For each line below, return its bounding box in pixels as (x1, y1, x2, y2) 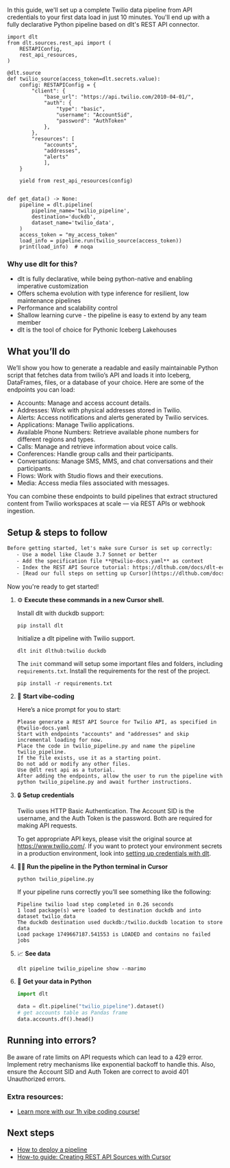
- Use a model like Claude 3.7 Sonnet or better (16, 551, 157, 558)
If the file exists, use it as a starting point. (16, 755, 162, 762)
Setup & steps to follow (7, 527, 107, 538)
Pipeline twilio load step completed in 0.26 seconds (16, 901, 174, 908)
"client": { (31, 88, 66, 95)
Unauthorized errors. (7, 1075, 66, 1083)
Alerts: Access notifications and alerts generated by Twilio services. (16, 414, 209, 422)
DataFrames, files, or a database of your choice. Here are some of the (7, 378, 204, 386)
